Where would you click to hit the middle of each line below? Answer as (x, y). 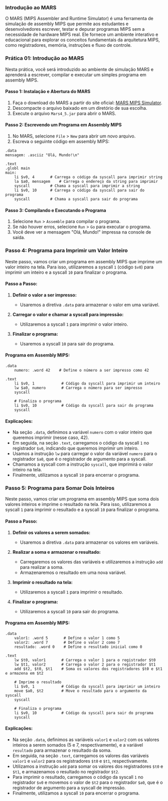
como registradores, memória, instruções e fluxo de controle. (68, 45)
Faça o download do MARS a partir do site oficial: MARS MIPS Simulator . (87, 103)
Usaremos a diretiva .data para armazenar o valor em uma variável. (90, 305)
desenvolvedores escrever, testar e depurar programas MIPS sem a (75, 29)
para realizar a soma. (42, 567)
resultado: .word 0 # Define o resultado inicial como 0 (78, 647)
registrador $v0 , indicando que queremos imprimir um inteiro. (75, 448)
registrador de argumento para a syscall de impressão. (69, 788)
